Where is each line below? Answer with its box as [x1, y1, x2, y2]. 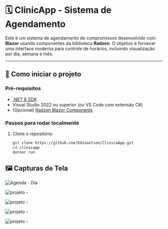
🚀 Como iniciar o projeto [5, 70, 81, 78]
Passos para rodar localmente [5, 119, 79, 126]
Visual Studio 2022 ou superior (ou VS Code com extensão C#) [12, 101, 143, 108]
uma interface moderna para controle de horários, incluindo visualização [5, 45, 155, 51]
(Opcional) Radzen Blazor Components [12, 107, 93, 113]
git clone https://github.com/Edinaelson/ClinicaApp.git [12, 140, 134, 145]
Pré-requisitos [5, 85, 41, 92]
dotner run [12, 150, 35, 155]
